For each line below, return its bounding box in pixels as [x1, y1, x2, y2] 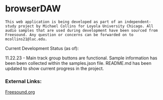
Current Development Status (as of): [5, 45, 79, 51]
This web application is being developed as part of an [5, 19, 122, 24]
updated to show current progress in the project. [5, 65, 104, 71]
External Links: [5, 78, 42, 85]
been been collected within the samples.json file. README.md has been [5, 60, 152, 66]
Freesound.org [5, 89, 36, 95]
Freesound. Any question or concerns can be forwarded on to [5, 32, 134, 37]
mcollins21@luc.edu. [5, 37, 48, 42]
